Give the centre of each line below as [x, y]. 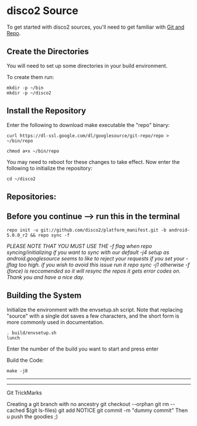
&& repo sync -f [50, 235]
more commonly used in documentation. [55, 322]
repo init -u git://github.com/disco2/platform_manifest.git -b [87, 230]
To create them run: [30, 77]
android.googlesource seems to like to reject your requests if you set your [96, 258]
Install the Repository [46, 111]
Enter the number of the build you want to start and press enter [83, 349]
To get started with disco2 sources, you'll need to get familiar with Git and [96, 27]
